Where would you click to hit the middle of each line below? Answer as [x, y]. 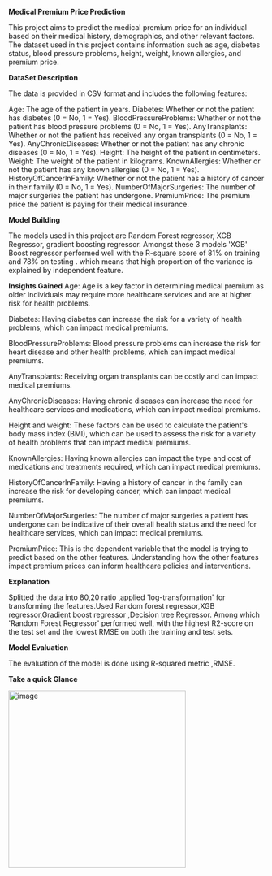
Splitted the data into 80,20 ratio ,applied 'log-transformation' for [117, 597]
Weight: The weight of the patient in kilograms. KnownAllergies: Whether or [135, 161]
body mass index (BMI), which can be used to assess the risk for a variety [132, 434]
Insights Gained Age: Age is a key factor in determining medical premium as [136, 286]
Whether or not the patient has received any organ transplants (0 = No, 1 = [133, 135]
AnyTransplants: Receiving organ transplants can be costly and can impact [134, 376]
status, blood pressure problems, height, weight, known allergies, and [125, 53]
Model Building [35, 220]
